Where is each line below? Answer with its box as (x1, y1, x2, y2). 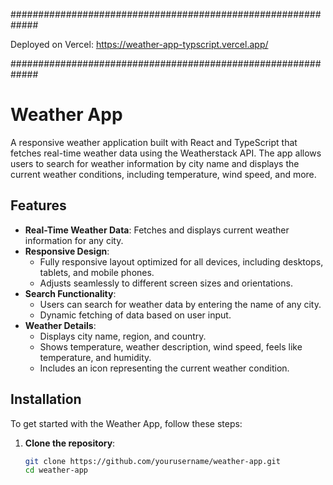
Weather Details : (24, 319, 97, 331)
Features (10, 197, 67, 214)
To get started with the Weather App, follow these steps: (10, 417, 243, 429)
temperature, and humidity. (39, 351, 152, 363)
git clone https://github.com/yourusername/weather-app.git (24, 456, 281, 466)
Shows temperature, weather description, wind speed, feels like (39, 340, 303, 353)
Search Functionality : (24, 287, 117, 299)
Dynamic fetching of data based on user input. (39, 309, 232, 321)
